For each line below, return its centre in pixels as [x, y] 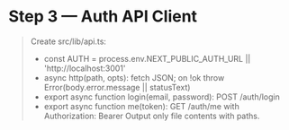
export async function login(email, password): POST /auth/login [162, 97]
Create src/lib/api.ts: [68, 41]
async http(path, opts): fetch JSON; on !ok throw [134, 77]
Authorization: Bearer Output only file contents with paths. [152, 116]
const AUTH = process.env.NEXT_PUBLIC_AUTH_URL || [147, 58]
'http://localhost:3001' [85, 68]
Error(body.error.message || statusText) [117, 87]
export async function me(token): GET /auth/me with [141, 106]
